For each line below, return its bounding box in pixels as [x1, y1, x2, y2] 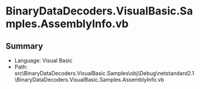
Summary [5, 41, 43, 51]
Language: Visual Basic [14, 57, 73, 64]
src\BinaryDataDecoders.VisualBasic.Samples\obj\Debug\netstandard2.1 [14, 70, 195, 76]
